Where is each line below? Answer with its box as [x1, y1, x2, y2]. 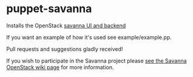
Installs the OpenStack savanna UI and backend [6, 22, 126, 29]
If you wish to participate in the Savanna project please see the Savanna [6, 57, 187, 64]
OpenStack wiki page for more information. [6, 63, 114, 71]
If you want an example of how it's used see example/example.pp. [6, 33, 172, 41]
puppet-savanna [6, 2, 92, 16]
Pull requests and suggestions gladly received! [6, 45, 123, 53]
